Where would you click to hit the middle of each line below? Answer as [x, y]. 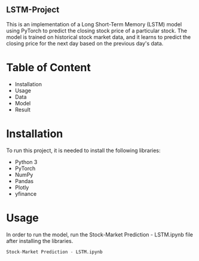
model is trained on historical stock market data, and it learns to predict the [99, 37]
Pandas [24, 181]
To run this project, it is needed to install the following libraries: [83, 150]
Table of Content [49, 68]
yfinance [26, 193]
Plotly [22, 187]
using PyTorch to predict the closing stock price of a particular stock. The [97, 31]
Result [23, 110]
